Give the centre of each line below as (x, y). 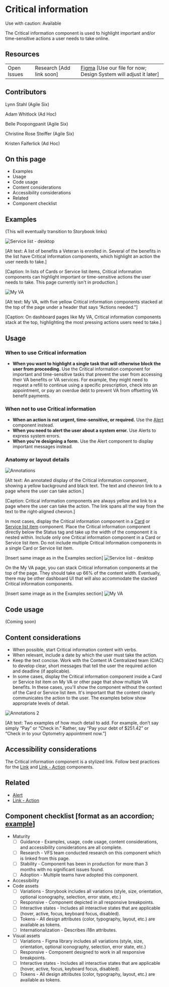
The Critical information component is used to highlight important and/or (80, 33)
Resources (22, 54)
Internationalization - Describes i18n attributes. (68, 930)
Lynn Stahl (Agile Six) (27, 104)
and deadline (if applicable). (41, 671)
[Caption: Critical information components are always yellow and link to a (81, 501)
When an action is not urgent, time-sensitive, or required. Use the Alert (88, 420)
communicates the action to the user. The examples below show (79, 698)
